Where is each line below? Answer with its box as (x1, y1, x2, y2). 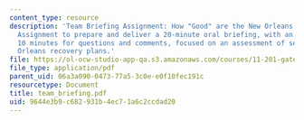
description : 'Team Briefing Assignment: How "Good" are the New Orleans (9, 22, 294, 31)
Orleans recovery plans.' (17, 47, 116, 56)
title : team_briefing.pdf (9, 88, 107, 97)
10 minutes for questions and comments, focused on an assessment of (17, 38, 285, 48)
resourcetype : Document (9, 80, 100, 89)
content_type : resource (9, 13, 100, 23)
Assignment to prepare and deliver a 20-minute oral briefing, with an (17, 30, 294, 39)
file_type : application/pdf (9, 64, 116, 73)
